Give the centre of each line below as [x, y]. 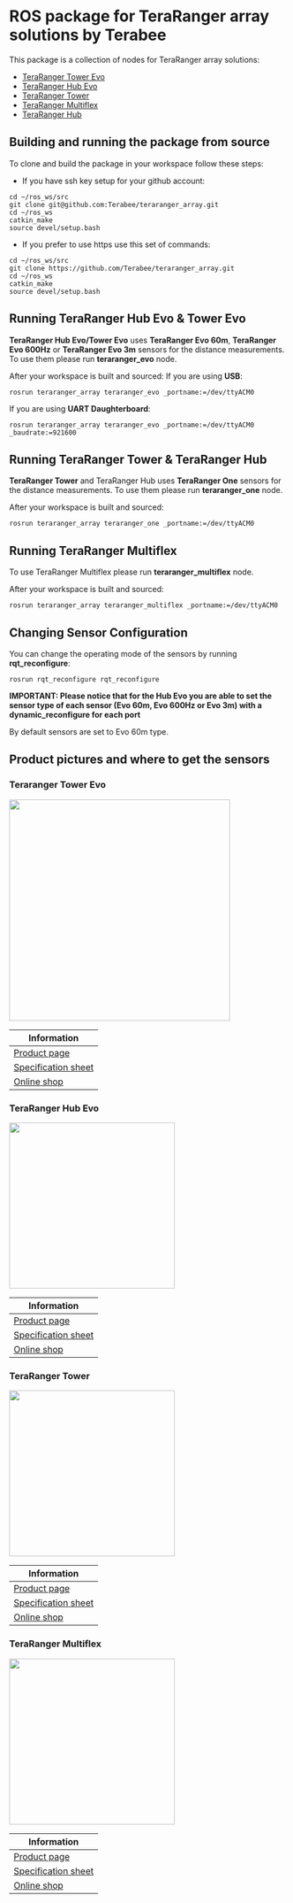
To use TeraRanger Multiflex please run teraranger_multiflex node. [131, 572]
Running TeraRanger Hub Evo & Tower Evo [128, 319]
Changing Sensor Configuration [98, 632]
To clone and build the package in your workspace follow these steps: [136, 163]
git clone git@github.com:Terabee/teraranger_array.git [114, 204]
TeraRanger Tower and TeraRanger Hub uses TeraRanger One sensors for [145, 481]
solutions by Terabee [88, 35]
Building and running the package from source [140, 142]
